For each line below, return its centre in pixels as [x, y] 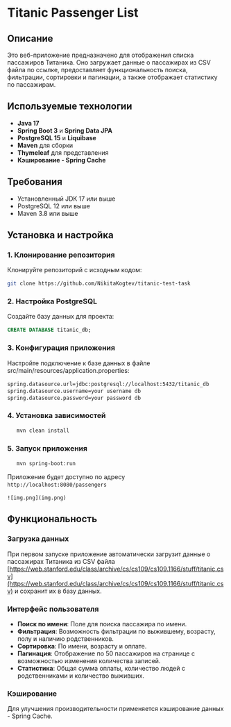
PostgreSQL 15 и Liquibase [57, 137]
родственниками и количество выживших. [80, 676]
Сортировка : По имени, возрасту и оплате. [82, 646]
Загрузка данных [38, 539]
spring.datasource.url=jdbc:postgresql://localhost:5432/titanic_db [108, 384]
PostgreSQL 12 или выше [53, 206]
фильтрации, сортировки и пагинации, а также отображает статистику [112, 77]
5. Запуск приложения [48, 448]
